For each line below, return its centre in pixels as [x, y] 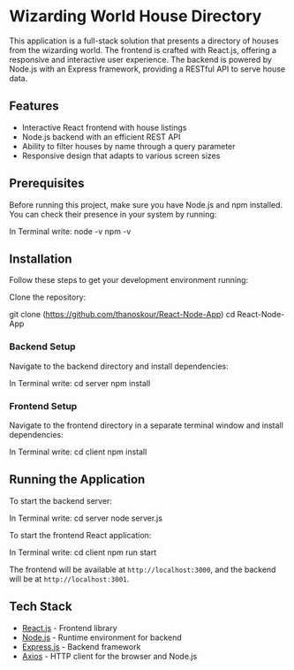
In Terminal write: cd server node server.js [86, 518]
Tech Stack [41, 607]
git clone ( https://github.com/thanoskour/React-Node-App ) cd [122, 315]
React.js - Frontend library [69, 628]
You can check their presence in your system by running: [113, 214]
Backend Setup [43, 346]
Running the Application [77, 480]
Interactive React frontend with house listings [104, 127]
